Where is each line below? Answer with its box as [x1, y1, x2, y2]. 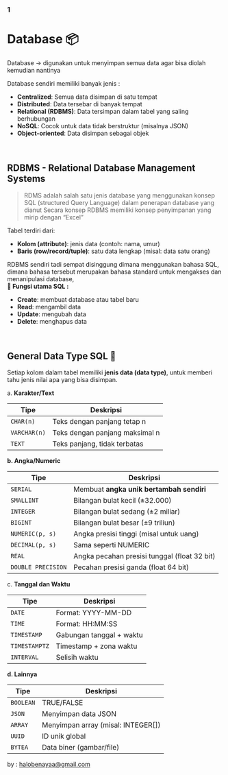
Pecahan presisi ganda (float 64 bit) [73, 562, 190, 572]
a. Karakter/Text [7, 389, 55, 397]
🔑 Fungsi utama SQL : [7, 282, 69, 290]
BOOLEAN [10, 699, 36, 707]
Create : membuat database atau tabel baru [16, 295, 139, 303]
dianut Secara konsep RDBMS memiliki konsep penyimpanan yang [23, 206, 212, 214]
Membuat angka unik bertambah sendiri [73, 485, 207, 494]
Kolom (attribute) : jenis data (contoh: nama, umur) [16, 239, 160, 248]
